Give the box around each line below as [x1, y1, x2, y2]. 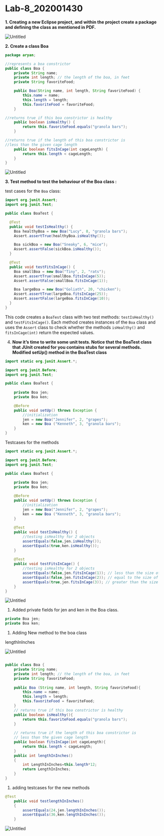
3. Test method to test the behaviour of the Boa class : [5, 179, 117, 184]
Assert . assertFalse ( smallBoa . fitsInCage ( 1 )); [14, 278, 108, 283]
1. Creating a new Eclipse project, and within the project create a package [5, 19, 157, 25]
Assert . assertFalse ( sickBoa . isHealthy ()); [14, 247, 102, 252]
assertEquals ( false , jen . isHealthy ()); [22, 539, 102, 544]
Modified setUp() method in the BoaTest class [12, 349, 107, 355]
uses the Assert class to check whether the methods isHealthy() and [5, 324, 145, 330]
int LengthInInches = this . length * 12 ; [22, 762, 97, 767]
